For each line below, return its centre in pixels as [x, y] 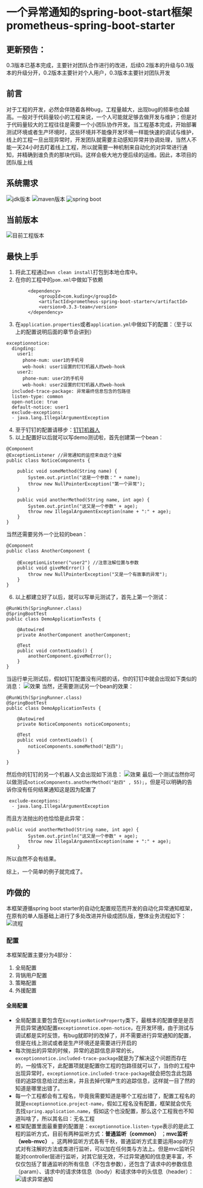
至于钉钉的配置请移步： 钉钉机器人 [57, 430]
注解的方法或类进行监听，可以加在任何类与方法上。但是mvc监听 [111, 1149]
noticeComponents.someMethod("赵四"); [76, 747]
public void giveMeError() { [54, 568]
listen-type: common [37, 397]
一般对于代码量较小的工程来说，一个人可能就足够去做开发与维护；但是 [104, 117]
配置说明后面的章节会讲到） [60, 332]
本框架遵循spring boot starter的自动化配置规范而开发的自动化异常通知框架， [101, 908]
